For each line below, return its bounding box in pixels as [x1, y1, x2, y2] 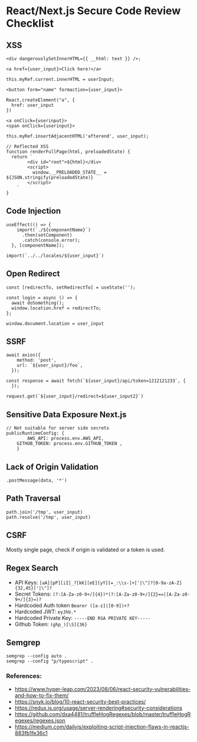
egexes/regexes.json [14, 717, 66, 724]
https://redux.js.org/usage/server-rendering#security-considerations [14, 704, 183, 711]
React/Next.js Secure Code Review [6, 4, 181, 18]
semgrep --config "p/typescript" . [6, 658, 94, 665]
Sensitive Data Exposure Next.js [6, 409, 127, 420]
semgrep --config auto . [6, 653, 67, 659]
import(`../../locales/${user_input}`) [6, 253, 104, 259]
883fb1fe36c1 [14, 729, 48, 736]
